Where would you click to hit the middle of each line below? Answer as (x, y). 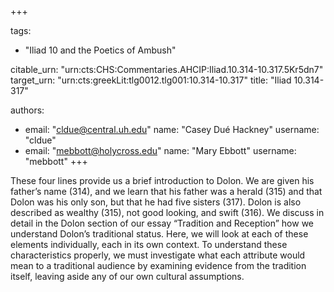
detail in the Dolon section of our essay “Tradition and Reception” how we (162, 223)
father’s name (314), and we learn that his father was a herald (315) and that (166, 191)
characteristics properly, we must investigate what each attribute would (158, 255)
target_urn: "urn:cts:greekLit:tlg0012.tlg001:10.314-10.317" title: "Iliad (151, 80)
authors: (27, 110)
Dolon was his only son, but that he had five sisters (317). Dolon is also (156, 202)
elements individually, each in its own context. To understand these (149, 244)
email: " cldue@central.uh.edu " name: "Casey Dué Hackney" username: (172, 129)
